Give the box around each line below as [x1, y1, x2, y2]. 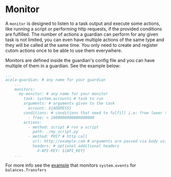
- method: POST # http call [27, 134, 88, 139]
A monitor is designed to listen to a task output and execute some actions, [5, 20, 160, 26]
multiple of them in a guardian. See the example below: [5, 63, 121, 69]
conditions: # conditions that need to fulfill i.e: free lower [23, 110, 163, 115]
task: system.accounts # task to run [23, 96, 103, 101]
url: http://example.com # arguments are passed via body [32, 139, 158, 144]
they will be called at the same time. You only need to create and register [5, 42, 158, 48]
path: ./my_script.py [32, 129, 79, 134]
